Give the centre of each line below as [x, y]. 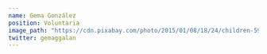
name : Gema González [43, 15]
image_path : [28, 30]
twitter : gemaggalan [43, 38]
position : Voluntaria [44, 23]
